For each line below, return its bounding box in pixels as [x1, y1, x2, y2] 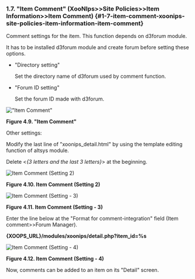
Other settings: [6, 129, 42, 136]
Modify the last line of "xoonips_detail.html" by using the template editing [6, 141, 183, 148]
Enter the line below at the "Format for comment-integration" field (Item [6, 215, 179, 222]
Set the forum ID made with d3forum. [14, 95, 104, 102]
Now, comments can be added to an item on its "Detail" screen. [6, 267, 159, 274]
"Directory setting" [14, 61, 60, 68]
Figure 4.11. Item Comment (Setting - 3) [6, 204, 103, 211]
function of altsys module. [6, 147, 69, 154]
